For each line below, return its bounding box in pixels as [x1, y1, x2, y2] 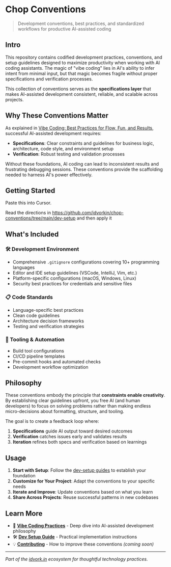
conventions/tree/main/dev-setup [5, 215, 76, 221]
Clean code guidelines [12, 312, 60, 319]
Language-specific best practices [12, 307, 84, 313]
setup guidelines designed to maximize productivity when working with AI [5, 60, 160, 66]
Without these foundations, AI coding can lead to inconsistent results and [5, 160, 159, 167]
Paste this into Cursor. [5, 200, 52, 206]
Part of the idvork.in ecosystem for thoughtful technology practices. [5, 556, 148, 562]
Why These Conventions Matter [5, 111, 108, 120]
